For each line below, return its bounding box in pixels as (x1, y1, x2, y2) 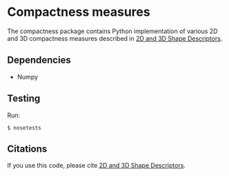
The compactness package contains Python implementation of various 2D (7, 27, 218, 35)
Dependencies (7, 55, 71, 66)
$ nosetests (7, 124, 41, 131)
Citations (7, 143, 48, 155)
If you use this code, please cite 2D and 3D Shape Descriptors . (7, 162, 186, 170)
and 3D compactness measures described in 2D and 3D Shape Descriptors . (7, 34, 223, 42)
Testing (7, 92, 41, 104)
